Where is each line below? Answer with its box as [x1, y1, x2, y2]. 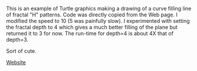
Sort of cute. [6, 48, 37, 55]
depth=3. [6, 36, 28, 43]
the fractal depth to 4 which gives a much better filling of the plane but [6, 23, 178, 31]
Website [6, 59, 27, 66]
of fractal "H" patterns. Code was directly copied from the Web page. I [6, 11, 178, 18]
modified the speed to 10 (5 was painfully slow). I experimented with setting [6, 18, 190, 24]
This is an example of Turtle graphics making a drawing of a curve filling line [6, 5, 192, 12]
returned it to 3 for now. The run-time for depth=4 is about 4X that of [6, 30, 174, 37]
